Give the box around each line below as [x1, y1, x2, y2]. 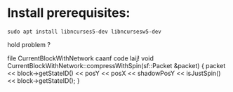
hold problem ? [7, 40, 51, 48]
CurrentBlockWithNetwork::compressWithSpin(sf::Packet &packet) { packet [7, 61, 226, 70]
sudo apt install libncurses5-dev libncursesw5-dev [7, 28, 161, 35]
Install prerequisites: [7, 5, 131, 21]
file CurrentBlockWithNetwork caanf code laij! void [7, 54, 154, 63]
